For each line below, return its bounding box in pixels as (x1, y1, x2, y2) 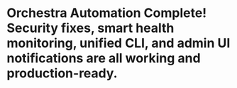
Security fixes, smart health (6, 20, 175, 36)
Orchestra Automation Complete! (6, 5, 207, 21)
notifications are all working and (6, 50, 201, 67)
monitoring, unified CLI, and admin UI (6, 35, 231, 51)
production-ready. (6, 65, 118, 82)
